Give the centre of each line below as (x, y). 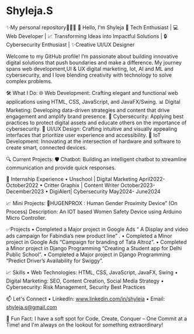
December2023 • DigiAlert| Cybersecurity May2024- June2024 (83, 191)
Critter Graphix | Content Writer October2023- (99, 185)
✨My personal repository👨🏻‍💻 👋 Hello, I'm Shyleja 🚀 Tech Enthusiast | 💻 (92, 27)
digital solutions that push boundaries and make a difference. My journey (94, 62)
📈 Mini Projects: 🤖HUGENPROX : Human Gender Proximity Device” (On (92, 203)
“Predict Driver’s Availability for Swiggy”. (55, 260)
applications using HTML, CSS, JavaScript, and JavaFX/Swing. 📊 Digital (93, 101)
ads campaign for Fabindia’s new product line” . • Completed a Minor (89, 236)
